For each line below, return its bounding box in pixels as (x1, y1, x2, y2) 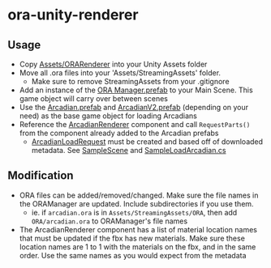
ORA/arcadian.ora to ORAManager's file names (31, 216, 188, 226)
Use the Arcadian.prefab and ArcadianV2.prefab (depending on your (19, 103, 249, 112)
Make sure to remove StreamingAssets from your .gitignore (31, 77, 230, 86)
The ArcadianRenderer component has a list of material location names (19, 224, 257, 234)
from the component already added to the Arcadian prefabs (19, 128, 220, 138)
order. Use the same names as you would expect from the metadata (19, 250, 247, 260)
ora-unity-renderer (7, 6, 139, 24)
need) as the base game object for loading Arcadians (19, 111, 198, 121)
